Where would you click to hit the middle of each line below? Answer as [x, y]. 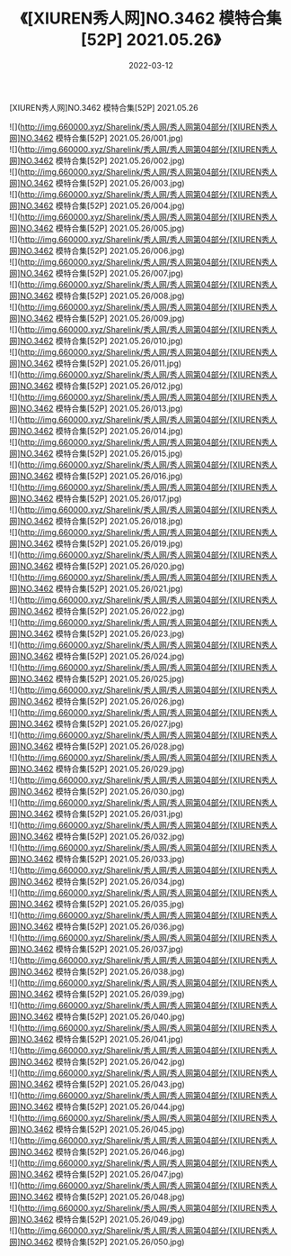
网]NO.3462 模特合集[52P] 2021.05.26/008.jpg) [97, 296]
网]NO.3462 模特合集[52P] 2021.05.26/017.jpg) [96, 498]
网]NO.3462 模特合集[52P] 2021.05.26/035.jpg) [97, 904]
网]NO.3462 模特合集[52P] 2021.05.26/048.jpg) [97, 1197]
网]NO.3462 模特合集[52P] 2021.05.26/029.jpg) [97, 769]
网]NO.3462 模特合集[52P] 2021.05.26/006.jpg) [97, 250]
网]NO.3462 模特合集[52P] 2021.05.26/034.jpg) [97, 881]
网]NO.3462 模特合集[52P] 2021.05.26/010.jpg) [97, 341]
